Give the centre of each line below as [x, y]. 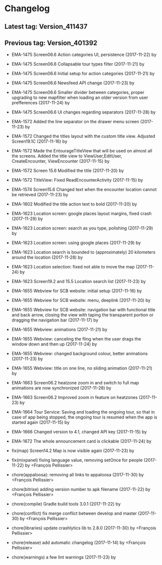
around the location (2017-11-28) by [47, 257]
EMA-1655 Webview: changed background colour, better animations [80, 354]
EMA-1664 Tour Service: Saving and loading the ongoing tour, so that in [83, 412]
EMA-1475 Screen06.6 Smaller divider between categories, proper [78, 93]
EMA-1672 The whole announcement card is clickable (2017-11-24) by [81, 441]
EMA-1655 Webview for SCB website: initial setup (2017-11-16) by [77, 291]
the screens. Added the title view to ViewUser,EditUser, [67, 156]
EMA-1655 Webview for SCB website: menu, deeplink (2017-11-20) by [81, 301]
